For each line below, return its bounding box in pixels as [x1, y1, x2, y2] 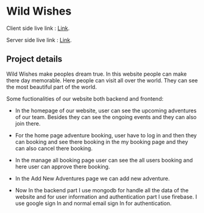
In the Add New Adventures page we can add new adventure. [15, 175, 170, 182]
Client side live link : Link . [6, 24, 70, 32]
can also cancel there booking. [15, 145, 93, 152]
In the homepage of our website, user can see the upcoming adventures [15, 107, 197, 114]
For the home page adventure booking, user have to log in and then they [15, 131, 197, 139]
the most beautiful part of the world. [6, 83, 97, 90]
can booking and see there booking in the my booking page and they [15, 138, 189, 145]
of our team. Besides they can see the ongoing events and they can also [15, 113, 197, 120]
